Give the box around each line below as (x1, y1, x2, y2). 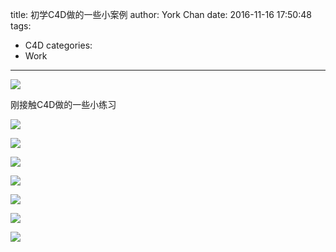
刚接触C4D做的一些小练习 (10, 99, 117, 110)
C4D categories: (24, 39, 93, 51)
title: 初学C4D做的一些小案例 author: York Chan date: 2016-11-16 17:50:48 (10, 9, 312, 20)
